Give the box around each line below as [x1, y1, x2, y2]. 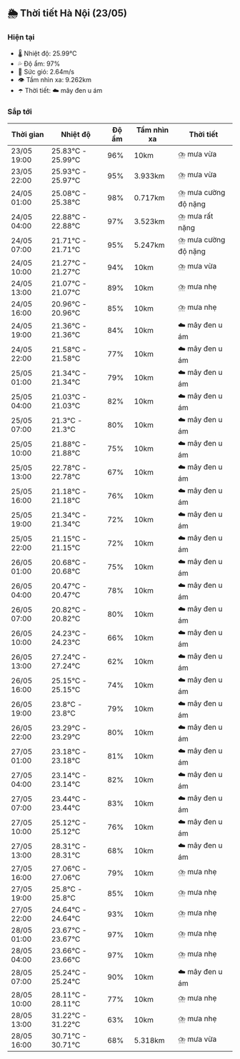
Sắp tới [7, 106, 32, 116]
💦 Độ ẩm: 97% [17, 59, 61, 68]
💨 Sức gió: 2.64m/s [17, 67, 75, 76]
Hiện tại [7, 32, 35, 42]
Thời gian [11, 129, 44, 139]
